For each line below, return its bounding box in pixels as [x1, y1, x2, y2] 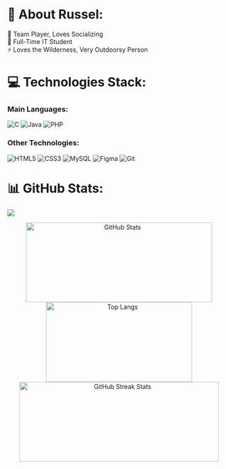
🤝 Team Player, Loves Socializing [7, 30, 104, 38]
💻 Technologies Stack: [7, 74, 147, 91]
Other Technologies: [7, 138, 80, 148]
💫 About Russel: [7, 6, 103, 23]
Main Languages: [7, 104, 69, 114]
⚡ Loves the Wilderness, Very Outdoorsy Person [7, 45, 149, 54]
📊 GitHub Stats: [7, 180, 104, 196]
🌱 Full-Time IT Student [7, 37, 73, 45]
